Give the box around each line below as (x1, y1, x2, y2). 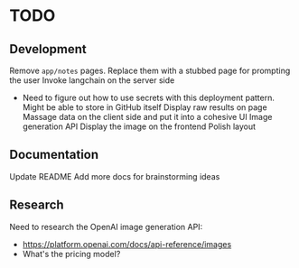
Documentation (9, 147, 99, 162)
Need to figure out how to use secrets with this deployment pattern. (22, 92, 276, 103)
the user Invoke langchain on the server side (9, 75, 175, 86)
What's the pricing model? (22, 248, 121, 259)
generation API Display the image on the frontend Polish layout (22, 121, 256, 132)
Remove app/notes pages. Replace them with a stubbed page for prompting (9, 65, 291, 76)
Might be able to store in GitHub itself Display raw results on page (22, 102, 268, 113)
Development (9, 42, 88, 57)
